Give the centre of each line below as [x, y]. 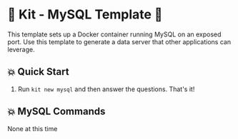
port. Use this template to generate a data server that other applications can [119, 41]
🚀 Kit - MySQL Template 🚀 [85, 15]
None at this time [33, 128]
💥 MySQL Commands [56, 112]
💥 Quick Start [38, 72]
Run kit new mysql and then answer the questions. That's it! [106, 89]
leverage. [21, 49]
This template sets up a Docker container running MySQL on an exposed [114, 34]
